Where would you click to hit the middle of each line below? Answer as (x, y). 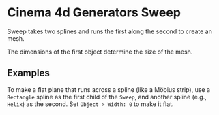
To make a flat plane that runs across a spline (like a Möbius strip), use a (108, 89)
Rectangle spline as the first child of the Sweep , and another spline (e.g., (107, 97)
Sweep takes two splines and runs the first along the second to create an (110, 31)
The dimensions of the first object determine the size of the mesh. (100, 52)
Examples (28, 73)
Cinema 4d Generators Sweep (94, 13)
